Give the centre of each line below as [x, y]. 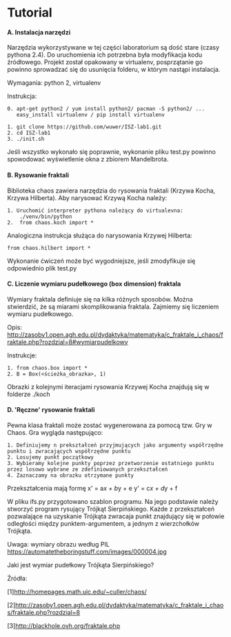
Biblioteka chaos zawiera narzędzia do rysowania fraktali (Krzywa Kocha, [111, 190]
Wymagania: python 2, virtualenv [54, 83]
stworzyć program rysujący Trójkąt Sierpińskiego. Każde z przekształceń [111, 509]
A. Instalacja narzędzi [39, 32]
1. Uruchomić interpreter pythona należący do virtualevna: [96, 210]
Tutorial [30, 13]
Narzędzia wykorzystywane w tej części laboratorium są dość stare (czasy [113, 48]
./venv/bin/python [46, 216]
